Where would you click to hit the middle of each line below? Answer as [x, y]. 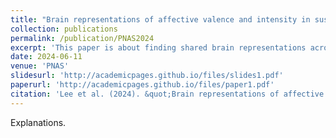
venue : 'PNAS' [40, 66]
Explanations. [38, 122]
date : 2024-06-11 [46, 57]
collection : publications [64, 29]
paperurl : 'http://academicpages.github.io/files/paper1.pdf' [142, 85]
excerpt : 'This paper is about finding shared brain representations [158, 47]
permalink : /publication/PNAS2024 [82, 38]
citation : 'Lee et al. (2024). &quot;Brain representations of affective [167, 94]
